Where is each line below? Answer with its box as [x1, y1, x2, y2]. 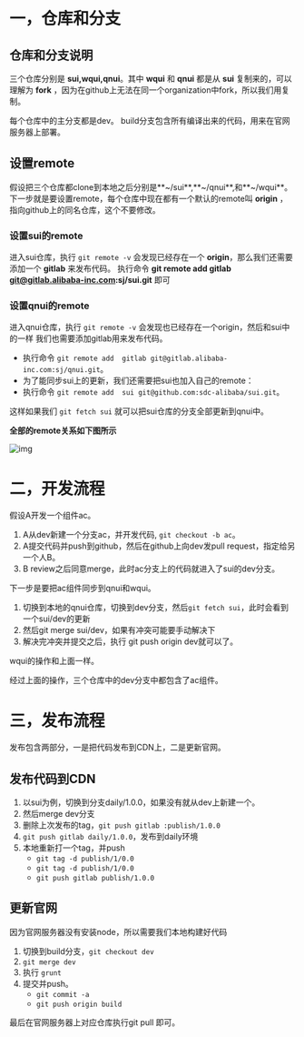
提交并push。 [22, 978, 74, 989]
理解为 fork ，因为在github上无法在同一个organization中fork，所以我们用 [9, 85, 282, 96]
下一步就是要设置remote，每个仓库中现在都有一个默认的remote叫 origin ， [9, 193, 289, 204]
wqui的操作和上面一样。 [9, 656, 100, 667]
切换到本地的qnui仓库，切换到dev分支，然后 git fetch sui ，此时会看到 [22, 602, 289, 613]
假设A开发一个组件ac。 [9, 510, 96, 521]
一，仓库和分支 [9, 8, 122, 29]
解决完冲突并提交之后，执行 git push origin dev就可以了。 [22, 636, 239, 647]
